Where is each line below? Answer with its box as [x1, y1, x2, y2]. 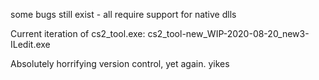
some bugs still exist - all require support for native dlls [10, 9, 237, 20]
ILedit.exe [10, 39, 51, 50]
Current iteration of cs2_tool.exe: [10, 28, 146, 39]
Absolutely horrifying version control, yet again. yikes [10, 58, 230, 69]
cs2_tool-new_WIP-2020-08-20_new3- [147, 28, 310, 39]
